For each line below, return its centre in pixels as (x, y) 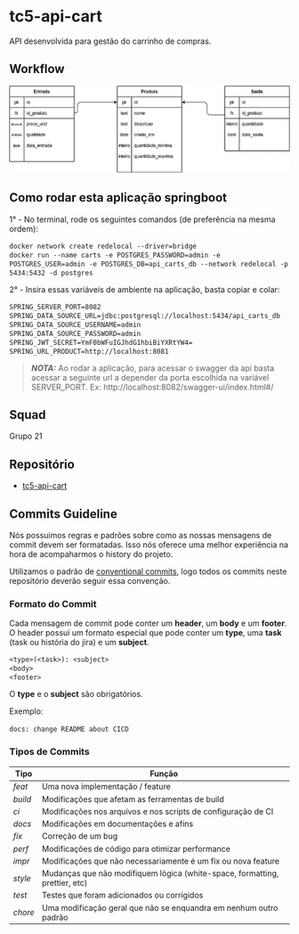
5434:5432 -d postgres (51, 273)
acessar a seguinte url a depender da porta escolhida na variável (150, 377)
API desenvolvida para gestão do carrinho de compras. (110, 41)
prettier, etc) (65, 883)
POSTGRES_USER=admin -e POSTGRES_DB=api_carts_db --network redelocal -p (149, 264)
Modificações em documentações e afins (117, 824)
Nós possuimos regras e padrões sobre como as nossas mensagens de (141, 536)
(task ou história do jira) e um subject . (79, 643)
